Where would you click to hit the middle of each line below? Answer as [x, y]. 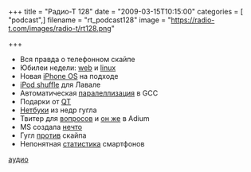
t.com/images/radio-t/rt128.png [60, 28]
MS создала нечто [51, 127]
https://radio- [193, 20]
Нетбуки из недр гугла [58, 110]
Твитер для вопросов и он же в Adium [84, 118]
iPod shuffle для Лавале [60, 84]
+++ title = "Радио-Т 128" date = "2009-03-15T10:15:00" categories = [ [126, 12]
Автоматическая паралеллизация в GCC [89, 93]
